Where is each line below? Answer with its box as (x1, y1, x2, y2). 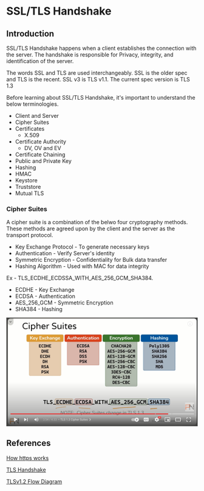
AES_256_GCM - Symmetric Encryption (15, 299, 114, 306)
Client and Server (15, 112, 59, 119)
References (6, 438, 51, 448)
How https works (6, 454, 49, 461)
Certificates (15, 125, 45, 132)
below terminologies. (6, 100, 59, 108)
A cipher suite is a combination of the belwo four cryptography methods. (6, 219, 188, 226)
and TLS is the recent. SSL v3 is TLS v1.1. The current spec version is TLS (6, 76, 190, 83)
